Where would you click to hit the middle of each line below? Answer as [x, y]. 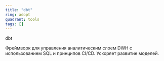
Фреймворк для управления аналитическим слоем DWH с [69, 48]
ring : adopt [18, 15]
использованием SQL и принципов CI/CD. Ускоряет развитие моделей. [82, 53]
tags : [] [14, 24]
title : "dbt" [19, 10]
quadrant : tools [22, 19]
